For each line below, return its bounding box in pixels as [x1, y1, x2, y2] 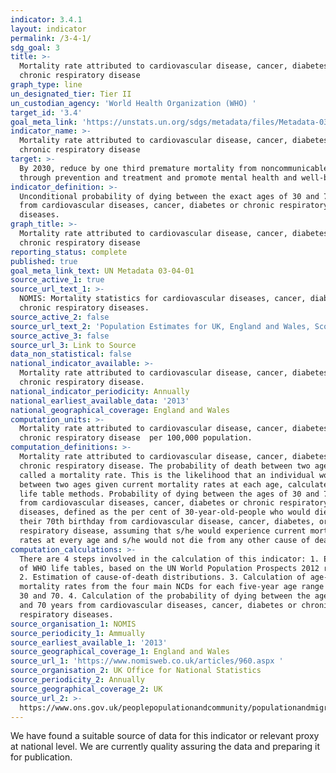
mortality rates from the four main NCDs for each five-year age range [19, 582, 325, 592]
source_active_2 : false [10, 312, 110, 322]
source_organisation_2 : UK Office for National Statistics [10, 666, 262, 676]
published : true [10, 256, 78, 266]
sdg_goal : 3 [10, 42, 60, 53]
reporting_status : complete [10, 247, 128, 257]
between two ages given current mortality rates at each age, [19, 479, 284, 490]
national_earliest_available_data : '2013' [10, 396, 190, 406]
